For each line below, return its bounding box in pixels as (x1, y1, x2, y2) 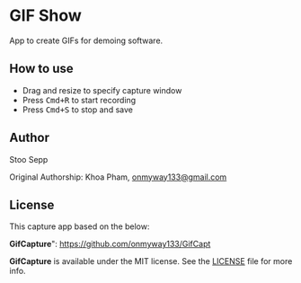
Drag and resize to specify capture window (22, 84, 182, 95)
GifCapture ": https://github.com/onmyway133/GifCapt (9, 239, 211, 250)
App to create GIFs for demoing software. (9, 35, 164, 46)
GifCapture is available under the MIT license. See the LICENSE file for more (9, 256, 293, 267)
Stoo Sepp (9, 154, 49, 164)
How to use (9, 61, 74, 76)
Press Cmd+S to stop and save (22, 104, 133, 115)
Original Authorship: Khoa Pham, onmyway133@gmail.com (9, 172, 227, 182)
